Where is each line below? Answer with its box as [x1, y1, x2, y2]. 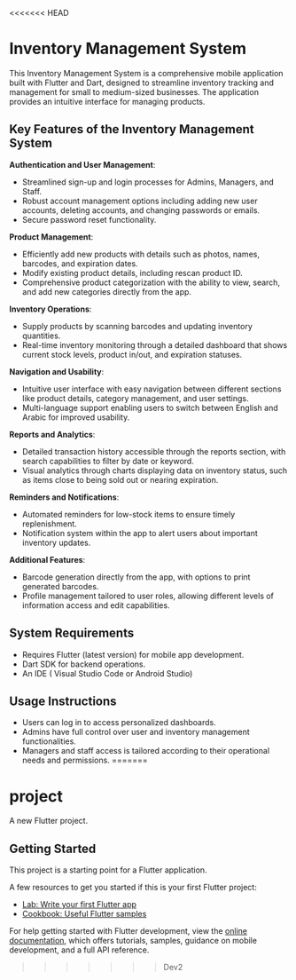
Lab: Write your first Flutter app [21, 899, 137, 910]
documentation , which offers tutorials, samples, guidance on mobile [9, 936, 257, 946]
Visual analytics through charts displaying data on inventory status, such [21, 465, 288, 476]
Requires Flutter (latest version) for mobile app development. [21, 649, 245, 660]
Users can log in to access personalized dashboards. [21, 717, 216, 728]
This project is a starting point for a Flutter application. [9, 865, 207, 875]
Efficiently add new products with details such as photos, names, [21, 249, 260, 259]
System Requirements [9, 626, 135, 641]
